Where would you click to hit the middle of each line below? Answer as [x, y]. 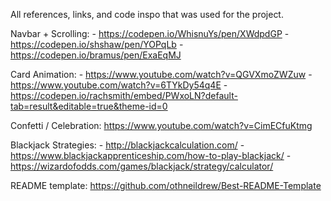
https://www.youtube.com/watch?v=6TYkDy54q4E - [119, 85]
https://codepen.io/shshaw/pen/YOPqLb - [97, 44]
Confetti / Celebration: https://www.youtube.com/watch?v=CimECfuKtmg [161, 125]
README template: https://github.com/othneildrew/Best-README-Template [166, 185]
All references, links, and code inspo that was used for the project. [147, 14]
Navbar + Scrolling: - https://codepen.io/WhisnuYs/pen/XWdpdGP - [150, 33]
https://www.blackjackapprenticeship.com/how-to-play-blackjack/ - [151, 155]
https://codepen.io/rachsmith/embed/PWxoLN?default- [124, 95]
